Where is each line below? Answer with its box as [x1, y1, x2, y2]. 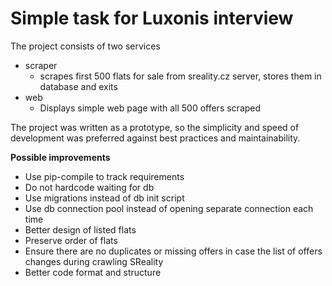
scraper [24, 59, 58, 71]
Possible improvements [10, 151, 111, 163]
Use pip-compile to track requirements [24, 170, 185, 182]
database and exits [39, 80, 118, 92]
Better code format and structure [24, 266, 162, 278]
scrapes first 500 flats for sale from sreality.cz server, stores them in [39, 70, 322, 82]
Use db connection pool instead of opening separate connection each [24, 202, 314, 214]
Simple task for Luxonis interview [10, 7, 294, 30]
